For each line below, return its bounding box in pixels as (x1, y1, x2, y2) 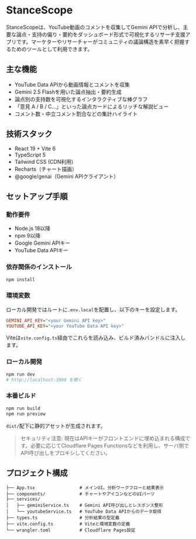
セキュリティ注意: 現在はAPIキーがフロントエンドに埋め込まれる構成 (20, 434, 185, 442)
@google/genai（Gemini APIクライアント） (14, 173, 119, 180)
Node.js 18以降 (14, 225, 51, 232)
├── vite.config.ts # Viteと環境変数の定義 (6, 521, 130, 527)
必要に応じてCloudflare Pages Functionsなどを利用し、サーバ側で (30, 442, 189, 449)
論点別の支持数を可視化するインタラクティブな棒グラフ (14, 95, 148, 102)
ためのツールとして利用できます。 (11, 45, 93, 53)
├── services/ (6, 496, 41, 502)
